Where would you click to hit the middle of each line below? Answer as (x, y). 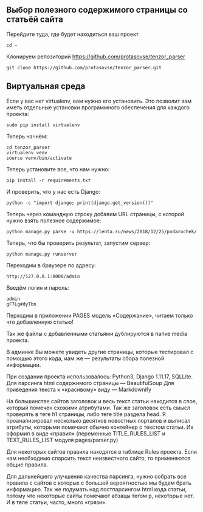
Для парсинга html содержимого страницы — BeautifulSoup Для (90, 383)
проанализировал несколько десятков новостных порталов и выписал (98, 420)
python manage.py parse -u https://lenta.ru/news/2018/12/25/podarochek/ (102, 231)
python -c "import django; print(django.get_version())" (80, 203)
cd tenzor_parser (28, 147)
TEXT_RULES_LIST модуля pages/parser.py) (62, 440)
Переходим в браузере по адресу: (51, 265)
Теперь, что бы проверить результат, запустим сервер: (78, 243)
